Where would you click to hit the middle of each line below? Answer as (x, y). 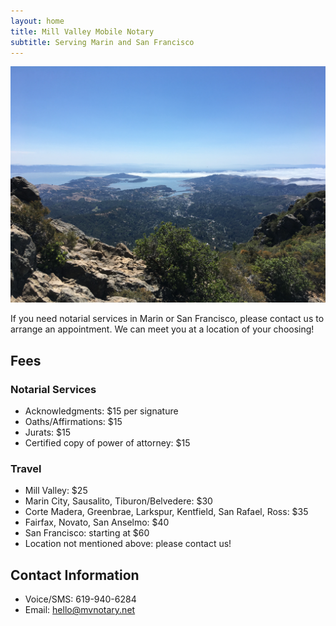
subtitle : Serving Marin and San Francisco (102, 42)
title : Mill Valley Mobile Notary (82, 31)
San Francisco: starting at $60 (87, 533)
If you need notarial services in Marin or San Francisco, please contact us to (167, 319)
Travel (26, 468)
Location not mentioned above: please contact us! (128, 544)
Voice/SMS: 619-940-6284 (80, 599)
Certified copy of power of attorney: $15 (107, 443)
